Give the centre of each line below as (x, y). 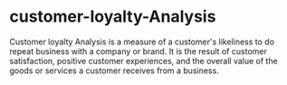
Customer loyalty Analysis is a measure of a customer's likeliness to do (142, 42)
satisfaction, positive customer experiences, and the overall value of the (143, 61)
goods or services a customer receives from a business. (114, 71)
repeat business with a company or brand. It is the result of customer (138, 51)
